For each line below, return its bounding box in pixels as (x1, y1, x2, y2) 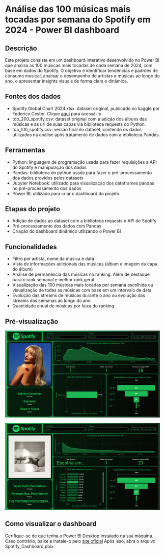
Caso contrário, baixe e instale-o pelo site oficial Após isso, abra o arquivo (5, 538, 156, 544)
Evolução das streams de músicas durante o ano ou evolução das (12, 293, 145, 298)
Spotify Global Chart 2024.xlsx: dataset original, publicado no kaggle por (12, 105, 160, 111)
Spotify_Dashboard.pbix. (5, 543, 55, 549)
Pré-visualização (5, 317, 58, 326)
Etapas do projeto (5, 205, 60, 213)
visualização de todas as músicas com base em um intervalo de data (12, 287, 152, 293)
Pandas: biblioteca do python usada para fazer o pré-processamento (12, 169, 152, 176)
